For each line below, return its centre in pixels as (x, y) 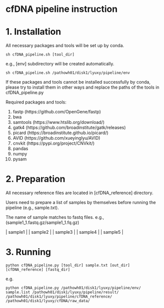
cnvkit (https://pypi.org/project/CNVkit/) (54, 143)
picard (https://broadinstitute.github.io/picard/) (60, 133)
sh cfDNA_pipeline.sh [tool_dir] (40, 55)
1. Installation (33, 32)
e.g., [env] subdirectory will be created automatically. (60, 64)
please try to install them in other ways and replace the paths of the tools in (82, 87)
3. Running (28, 252)
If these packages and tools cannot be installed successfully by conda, (78, 82)
